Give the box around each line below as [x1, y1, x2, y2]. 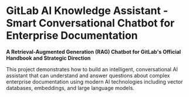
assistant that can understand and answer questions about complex [6, 72, 170, 79]
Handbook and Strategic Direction [6, 54, 91, 61]
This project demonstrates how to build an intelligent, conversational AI [6, 65, 178, 72]
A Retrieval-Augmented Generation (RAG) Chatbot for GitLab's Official [6, 48, 181, 55]
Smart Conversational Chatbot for [6, 16, 175, 30]
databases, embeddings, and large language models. [6, 84, 135, 91]
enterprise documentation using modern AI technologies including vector [6, 78, 183, 85]
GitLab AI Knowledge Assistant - [6, 4, 168, 18]
